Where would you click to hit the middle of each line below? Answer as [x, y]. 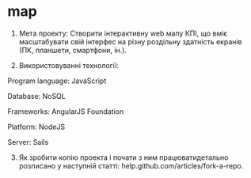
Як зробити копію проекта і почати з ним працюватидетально [124, 157]
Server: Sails [28, 142]
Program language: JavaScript [57, 81]
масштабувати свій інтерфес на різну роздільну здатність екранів [130, 41]
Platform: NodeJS [36, 127]
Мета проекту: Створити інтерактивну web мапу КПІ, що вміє [123, 33]
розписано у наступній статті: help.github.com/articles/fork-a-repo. [131, 165]
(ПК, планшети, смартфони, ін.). [73, 50]
